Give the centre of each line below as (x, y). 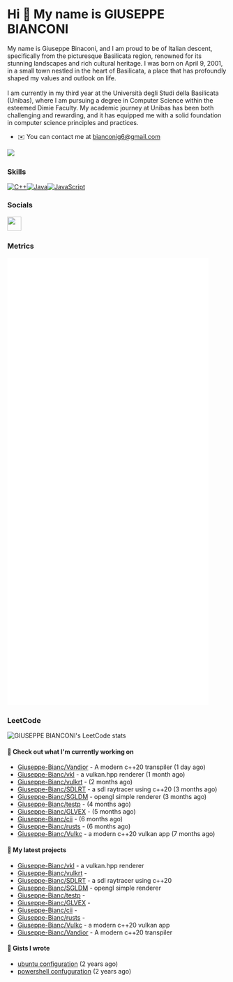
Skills (17, 172)
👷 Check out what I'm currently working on (70, 752)
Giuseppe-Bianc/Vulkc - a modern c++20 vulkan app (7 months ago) (116, 834)
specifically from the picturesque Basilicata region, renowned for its (105, 56)
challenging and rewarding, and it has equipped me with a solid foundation (114, 115)
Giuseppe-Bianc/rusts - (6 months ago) (74, 826)
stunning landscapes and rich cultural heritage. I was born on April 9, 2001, (115, 63)
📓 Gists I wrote (29, 948)
